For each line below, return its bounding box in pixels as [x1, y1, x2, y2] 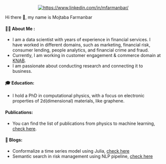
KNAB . [12, 57, 26, 64]
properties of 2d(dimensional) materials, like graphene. [12, 98, 125, 104]
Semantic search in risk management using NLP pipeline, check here [12, 153, 153, 159]
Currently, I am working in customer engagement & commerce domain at [12, 53, 161, 58]
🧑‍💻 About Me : [5, 25, 36, 32]
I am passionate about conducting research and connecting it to [12, 63, 143, 69]
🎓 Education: [5, 80, 35, 86]
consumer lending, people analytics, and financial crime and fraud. [12, 47, 149, 53]
